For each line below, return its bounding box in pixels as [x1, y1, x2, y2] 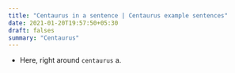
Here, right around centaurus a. [19, 56, 122, 65]
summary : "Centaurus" [8, 33, 80, 42]
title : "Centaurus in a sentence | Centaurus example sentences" [8, 11, 228, 20]
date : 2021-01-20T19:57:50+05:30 [8, 19, 119, 27]
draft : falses [8, 26, 55, 34]
